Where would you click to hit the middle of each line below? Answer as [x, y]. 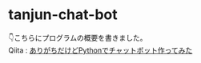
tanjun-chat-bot [63, 15]
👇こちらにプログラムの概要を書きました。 [78, 37]
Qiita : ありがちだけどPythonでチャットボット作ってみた [100, 50]
